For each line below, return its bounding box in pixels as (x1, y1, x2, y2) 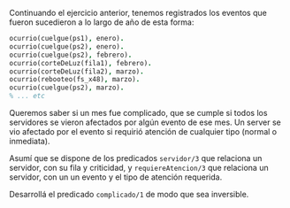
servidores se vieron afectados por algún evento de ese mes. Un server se (9, 117, 281, 127)
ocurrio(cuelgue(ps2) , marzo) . (9, 83, 125, 92)
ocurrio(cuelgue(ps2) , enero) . (9, 42, 125, 51)
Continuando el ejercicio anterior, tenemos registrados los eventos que (9, 8, 267, 18)
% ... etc (9, 92, 46, 101)
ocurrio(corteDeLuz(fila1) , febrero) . (9, 58, 152, 67)
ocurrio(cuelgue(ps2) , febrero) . (9, 50, 133, 59)
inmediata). (9, 136, 50, 146)
